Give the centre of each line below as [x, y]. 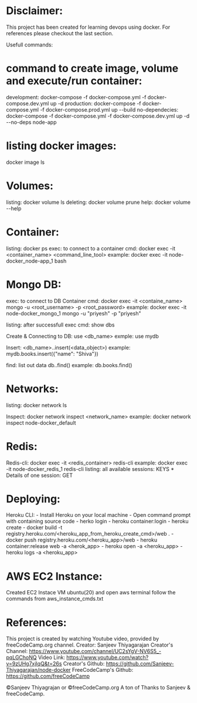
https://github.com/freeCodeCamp [48, 676]
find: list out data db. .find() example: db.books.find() [69, 365]
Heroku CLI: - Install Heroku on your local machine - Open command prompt [98, 515]
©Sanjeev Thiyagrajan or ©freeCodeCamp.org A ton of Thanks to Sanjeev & [98, 688]
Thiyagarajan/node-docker [39, 670]
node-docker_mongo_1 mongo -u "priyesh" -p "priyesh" [74, 313]
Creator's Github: [84, 664]
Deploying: [33, 499]
